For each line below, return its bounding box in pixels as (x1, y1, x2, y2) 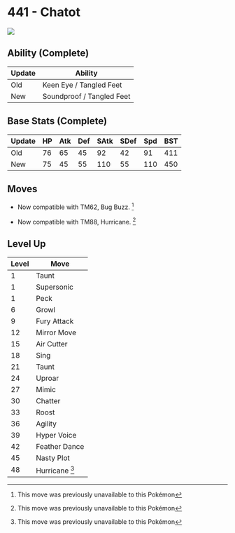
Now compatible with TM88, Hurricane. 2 (17, 217, 136, 226)
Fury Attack (36, 316, 74, 326)
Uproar (36, 373, 59, 383)
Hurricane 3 (36, 464, 75, 475)
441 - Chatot (7, 4, 81, 20)
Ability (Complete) (7, 47, 90, 60)
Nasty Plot (36, 453, 70, 463)
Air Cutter (36, 339, 68, 349)
